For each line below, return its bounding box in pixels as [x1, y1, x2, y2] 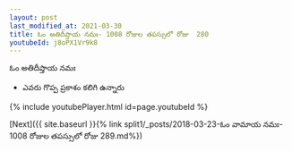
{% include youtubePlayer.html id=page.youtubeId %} [9, 102, 209, 113]
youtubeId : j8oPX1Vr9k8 [9, 38, 99, 47]
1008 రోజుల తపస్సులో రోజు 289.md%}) [9, 130, 143, 141]
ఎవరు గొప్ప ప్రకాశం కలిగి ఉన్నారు [21, 82, 125, 93]
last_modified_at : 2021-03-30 [9, 21, 123, 30]
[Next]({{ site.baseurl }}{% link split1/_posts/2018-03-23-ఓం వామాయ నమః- [9, 119, 284, 130]
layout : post [9, 13, 58, 22]
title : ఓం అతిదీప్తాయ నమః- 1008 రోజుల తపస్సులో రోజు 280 [9, 29, 209, 38]
